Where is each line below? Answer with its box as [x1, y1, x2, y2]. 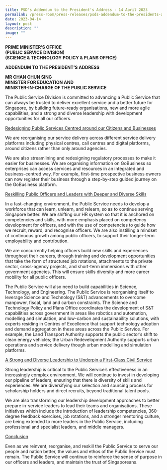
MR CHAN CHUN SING [5, 74, 52, 80]
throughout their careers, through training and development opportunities [5, 253, 156, 259]
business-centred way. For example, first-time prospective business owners [5, 171, 161, 177]
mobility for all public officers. [5, 274, 66, 280]
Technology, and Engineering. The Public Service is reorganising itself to [5, 289, 154, 295]
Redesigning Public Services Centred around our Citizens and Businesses [5, 125, 157, 131]
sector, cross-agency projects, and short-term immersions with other [5, 264, 147, 269]
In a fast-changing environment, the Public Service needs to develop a [5, 201, 150, 207]
